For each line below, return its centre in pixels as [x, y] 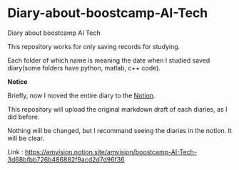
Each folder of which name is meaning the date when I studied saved [109, 60]
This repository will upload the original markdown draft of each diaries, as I [117, 109]
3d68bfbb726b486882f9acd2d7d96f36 [66, 159]
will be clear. [26, 138]
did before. [24, 117]
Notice [17, 81]
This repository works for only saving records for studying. [94, 46]
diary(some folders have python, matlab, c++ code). [84, 68]
